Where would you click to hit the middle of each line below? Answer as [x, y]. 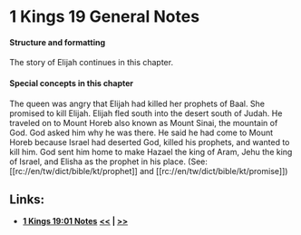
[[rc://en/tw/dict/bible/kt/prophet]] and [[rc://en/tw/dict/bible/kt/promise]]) [149, 171]
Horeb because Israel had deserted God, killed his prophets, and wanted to [150, 142]
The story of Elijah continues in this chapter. [92, 63]
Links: [27, 199]
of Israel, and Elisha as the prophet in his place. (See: [109, 162]
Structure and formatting [58, 42]
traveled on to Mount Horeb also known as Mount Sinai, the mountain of [144, 122]
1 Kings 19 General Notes [105, 17]
